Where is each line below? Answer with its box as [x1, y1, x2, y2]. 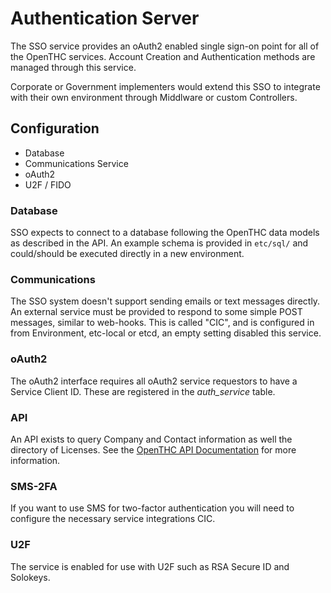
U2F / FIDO [24, 178, 72, 191]
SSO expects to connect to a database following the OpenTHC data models [10, 227, 320, 239]
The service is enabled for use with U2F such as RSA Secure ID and [10, 560, 290, 572]
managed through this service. [10, 61, 137, 73]
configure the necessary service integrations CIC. [10, 513, 216, 525]
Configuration [10, 120, 100, 137]
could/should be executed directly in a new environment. [10, 248, 245, 260]
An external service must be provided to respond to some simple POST [10, 306, 303, 318]
